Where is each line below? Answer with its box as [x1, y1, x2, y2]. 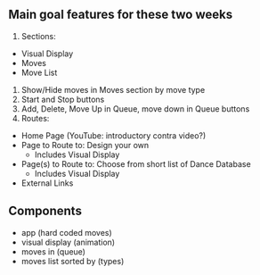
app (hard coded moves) [20, 227, 112, 237]
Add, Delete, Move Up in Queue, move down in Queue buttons [20, 103, 250, 114]
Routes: [20, 112, 50, 123]
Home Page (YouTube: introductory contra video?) [20, 129, 207, 141]
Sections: [20, 30, 56, 41]
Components [8, 204, 82, 219]
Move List [20, 67, 58, 78]
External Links [20, 178, 74, 188]
